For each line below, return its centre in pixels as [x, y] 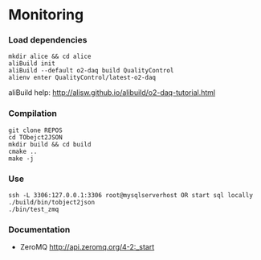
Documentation [39, 229]
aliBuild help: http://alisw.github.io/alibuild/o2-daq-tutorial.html [112, 93]
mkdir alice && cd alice [50, 57]
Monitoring [46, 15]
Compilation [33, 113]
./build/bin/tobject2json [51, 203]
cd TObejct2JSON [35, 137]
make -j [21, 159]
